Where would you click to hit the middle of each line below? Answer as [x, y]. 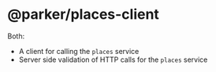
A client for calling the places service [79, 51]
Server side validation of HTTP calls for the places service [113, 59]
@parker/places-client [83, 14]
